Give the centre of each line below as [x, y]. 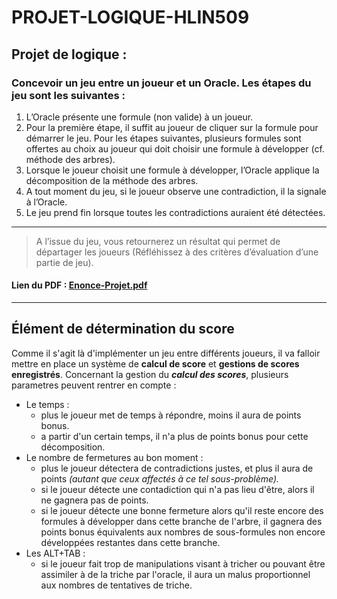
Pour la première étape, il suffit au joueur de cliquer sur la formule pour [172, 127]
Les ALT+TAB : [55, 553]
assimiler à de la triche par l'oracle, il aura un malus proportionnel [175, 574]
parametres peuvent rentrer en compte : [94, 385]
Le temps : [47, 404]
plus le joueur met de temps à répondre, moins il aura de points [171, 415]
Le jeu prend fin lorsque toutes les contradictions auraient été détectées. [175, 212]
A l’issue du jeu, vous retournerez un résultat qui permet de [158, 241]
